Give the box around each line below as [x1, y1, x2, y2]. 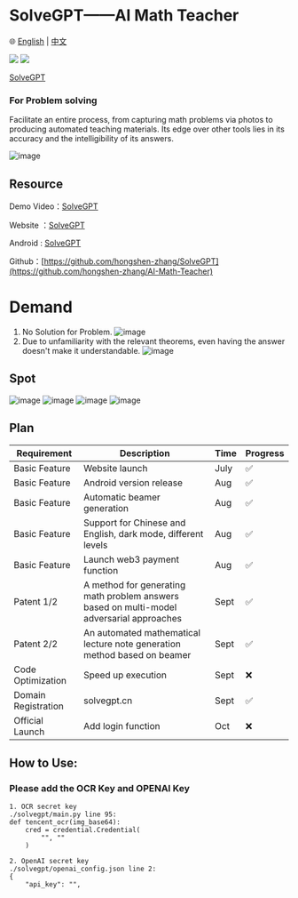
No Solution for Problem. [21, 326, 113, 337]
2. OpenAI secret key [9, 857, 90, 866]
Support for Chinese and [82, 517, 186, 529]
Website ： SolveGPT [9, 220, 86, 231]
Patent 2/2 [13, 637, 59, 650]
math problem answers [82, 589, 179, 602]
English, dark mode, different [82, 527, 204, 540]
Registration [13, 700, 64, 712]
